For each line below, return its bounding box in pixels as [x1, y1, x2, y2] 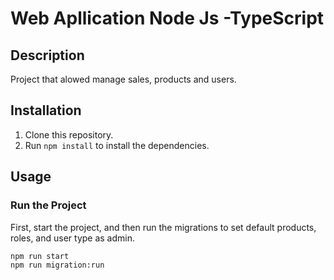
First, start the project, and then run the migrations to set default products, [10, 221, 317, 233]
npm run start [10, 251, 70, 261]
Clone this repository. [24, 128, 114, 141]
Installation [10, 102, 82, 119]
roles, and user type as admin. [10, 232, 136, 244]
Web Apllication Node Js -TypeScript [10, 7, 325, 30]
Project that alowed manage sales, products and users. [10, 73, 237, 85]
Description [10, 47, 85, 64]
